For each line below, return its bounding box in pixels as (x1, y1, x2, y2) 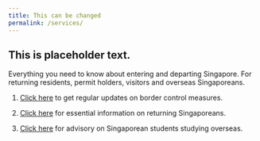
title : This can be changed (8, 11, 102, 20)
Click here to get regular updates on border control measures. (19, 93, 223, 103)
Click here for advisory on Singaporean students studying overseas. (19, 124, 243, 133)
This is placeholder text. (8, 48, 131, 62)
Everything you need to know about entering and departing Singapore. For (8, 69, 252, 79)
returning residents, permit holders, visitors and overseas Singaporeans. (8, 78, 245, 87)
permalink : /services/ (8, 19, 83, 27)
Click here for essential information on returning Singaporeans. (19, 109, 227, 118)
